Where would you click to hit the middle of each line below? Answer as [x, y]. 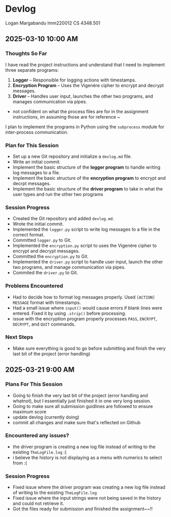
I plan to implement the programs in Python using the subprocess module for [85, 127]
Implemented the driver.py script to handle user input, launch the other [88, 262]
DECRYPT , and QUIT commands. [44, 324]
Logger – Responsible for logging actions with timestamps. [74, 80]
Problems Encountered [34, 286]
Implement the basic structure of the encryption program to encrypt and [89, 178]
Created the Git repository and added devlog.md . [63, 219]
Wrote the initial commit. [38, 224]
